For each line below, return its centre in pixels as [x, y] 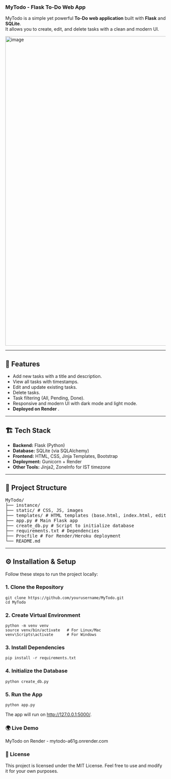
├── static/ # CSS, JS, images [44, 510]
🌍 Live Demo [22, 728]
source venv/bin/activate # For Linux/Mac [53, 630]
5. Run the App [24, 694]
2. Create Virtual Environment [43, 615]
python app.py [20, 705]
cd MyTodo [16, 602]
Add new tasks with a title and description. [57, 376]
